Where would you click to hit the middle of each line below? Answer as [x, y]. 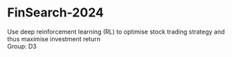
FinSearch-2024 [55, 13]
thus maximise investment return [54, 38]
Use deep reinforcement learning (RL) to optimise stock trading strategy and [116, 32]
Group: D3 [22, 46]
